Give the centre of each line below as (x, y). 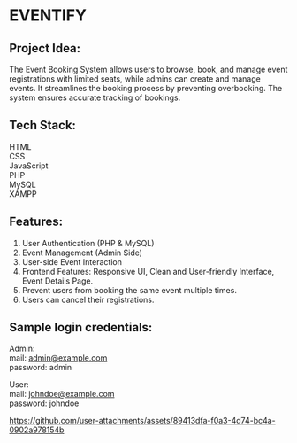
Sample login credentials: (81, 327)
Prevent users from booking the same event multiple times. (129, 290)
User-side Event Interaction (72, 261)
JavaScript (29, 166)
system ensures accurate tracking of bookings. (95, 97)
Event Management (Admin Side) (82, 253)
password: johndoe (44, 403)
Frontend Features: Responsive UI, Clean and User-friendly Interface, (148, 271)
